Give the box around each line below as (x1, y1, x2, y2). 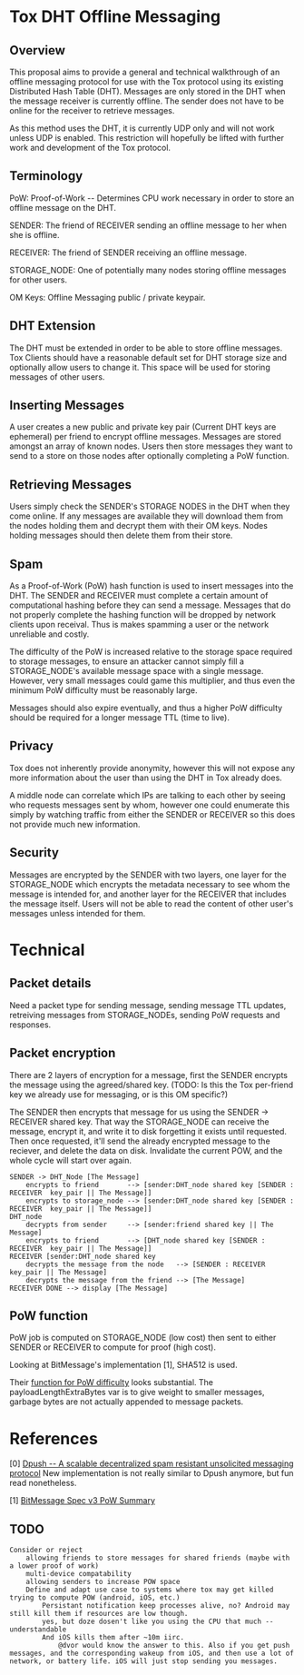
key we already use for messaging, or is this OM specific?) (9, 1088, 229, 1100)
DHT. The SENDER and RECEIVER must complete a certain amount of (9, 590, 269, 601)
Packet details (9, 976, 92, 991)
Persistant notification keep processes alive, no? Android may (42, 1601, 290, 1611)
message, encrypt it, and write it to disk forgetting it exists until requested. (9, 1125, 288, 1136)
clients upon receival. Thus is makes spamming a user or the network (9, 619, 270, 630)
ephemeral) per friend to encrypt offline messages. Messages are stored (9, 431, 281, 442)
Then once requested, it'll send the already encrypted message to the (9, 1135, 270, 1146)
